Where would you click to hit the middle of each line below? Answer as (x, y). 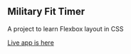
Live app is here (31, 43)
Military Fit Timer (46, 12)
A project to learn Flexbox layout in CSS (65, 28)
